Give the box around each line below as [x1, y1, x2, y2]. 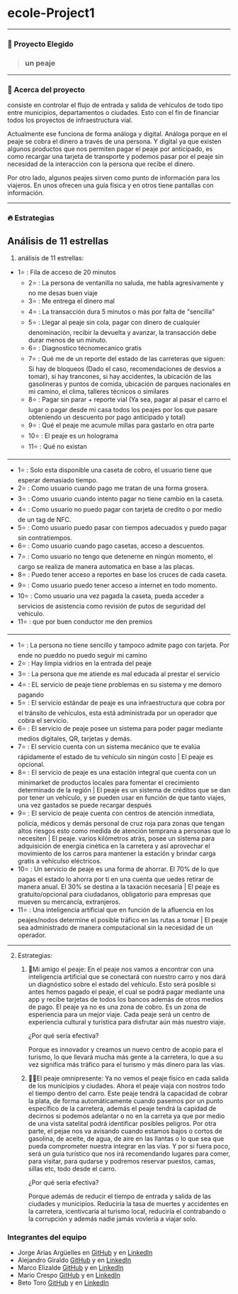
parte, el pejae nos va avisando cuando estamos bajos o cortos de [28, 1127, 222, 1136]
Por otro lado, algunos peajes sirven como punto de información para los [7, 174, 220, 182]
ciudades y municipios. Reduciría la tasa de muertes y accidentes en [28, 1200, 229, 1208]
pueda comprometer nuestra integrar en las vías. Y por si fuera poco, [28, 1142, 230, 1151]
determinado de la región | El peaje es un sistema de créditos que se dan [17, 786, 231, 795]
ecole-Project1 [7, 5, 95, 21]
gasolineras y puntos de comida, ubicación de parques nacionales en [28, 380, 231, 388]
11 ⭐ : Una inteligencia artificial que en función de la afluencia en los [17, 906, 214, 914]
